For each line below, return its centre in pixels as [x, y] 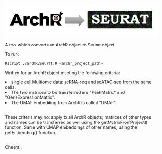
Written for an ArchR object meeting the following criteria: [63, 72]
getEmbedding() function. [31, 132]
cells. [10, 87]
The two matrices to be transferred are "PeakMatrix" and [68, 92]
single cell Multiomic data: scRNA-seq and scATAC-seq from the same [81, 82]
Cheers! [13, 147]
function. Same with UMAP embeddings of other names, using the [71, 127]
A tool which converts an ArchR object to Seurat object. [60, 45]
